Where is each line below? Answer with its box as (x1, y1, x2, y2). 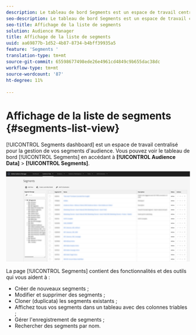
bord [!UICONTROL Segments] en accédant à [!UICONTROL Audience (6, 154, 176, 161)
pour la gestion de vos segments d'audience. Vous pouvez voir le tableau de (6, 147, 190, 154)
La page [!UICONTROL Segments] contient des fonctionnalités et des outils (6, 268, 187, 275)
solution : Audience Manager (6, 28, 75, 34)
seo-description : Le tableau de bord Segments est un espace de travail (6, 15, 187, 22)
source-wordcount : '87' (6, 71, 64, 77)
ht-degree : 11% (6, 77, 43, 83)
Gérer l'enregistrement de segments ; (14, 316, 105, 323)
